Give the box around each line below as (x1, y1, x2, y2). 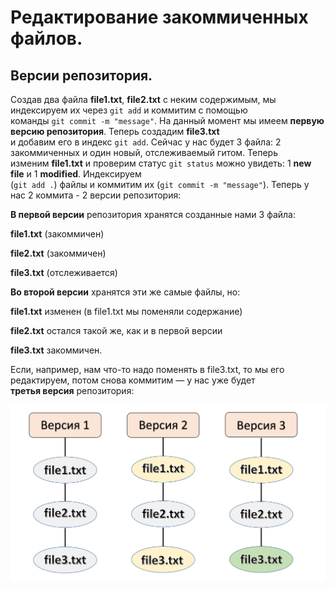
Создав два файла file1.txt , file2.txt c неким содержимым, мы (10, 94, 277, 105)
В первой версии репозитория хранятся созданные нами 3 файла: (10, 209, 297, 220)
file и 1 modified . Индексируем (10, 168, 142, 180)
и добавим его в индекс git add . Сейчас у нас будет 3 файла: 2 (10, 136, 282, 148)
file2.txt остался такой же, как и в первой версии (10, 325, 223, 336)
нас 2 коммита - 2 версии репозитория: (10, 189, 182, 201)
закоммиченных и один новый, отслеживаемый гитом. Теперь (10, 147, 279, 158)
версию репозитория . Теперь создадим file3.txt (10, 126, 220, 137)
